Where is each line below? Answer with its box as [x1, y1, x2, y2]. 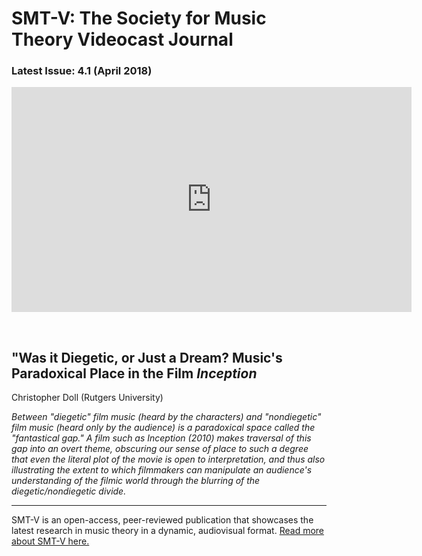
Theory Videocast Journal [11, 28, 234, 51]
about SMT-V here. [11, 535, 90, 547]
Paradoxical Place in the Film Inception [11, 365, 258, 382]
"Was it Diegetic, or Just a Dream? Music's [11, 349, 283, 366]
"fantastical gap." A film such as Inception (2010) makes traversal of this [11, 432, 312, 444]
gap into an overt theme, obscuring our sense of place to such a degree [11, 443, 309, 455]
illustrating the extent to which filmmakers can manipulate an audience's [11, 464, 313, 476]
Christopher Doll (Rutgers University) [11, 392, 164, 404]
